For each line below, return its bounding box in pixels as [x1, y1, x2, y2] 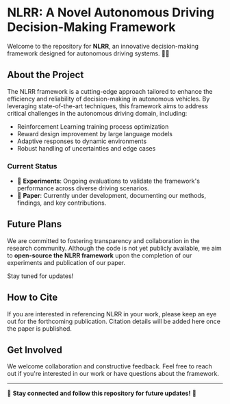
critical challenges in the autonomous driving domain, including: [7, 109, 188, 117]
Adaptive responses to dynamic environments [16, 137, 147, 145]
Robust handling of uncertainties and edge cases [16, 144, 156, 152]
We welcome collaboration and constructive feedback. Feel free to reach [7, 362, 212, 370]
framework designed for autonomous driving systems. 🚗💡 [7, 49, 170, 58]
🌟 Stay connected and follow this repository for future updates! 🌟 [7, 389, 196, 398]
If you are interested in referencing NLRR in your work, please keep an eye [7, 310, 217, 318]
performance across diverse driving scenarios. [16, 184, 149, 192]
